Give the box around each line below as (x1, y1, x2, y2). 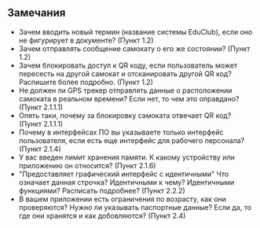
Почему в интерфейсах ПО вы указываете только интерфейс (18, 127, 224, 137)
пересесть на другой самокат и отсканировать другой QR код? (18, 68, 233, 78)
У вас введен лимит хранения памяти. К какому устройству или (18, 153, 235, 162)
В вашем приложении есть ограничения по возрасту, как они (18, 194, 227, 204)
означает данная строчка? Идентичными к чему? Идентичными (18, 177, 235, 187)
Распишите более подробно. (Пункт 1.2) (18, 77, 154, 86)
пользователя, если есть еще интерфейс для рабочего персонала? (18, 135, 245, 145)
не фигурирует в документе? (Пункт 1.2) (18, 35, 154, 45)
